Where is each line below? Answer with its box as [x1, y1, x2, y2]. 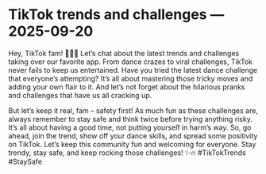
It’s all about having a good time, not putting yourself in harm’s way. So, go [8, 123, 252, 132]
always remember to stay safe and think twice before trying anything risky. [8, 114, 253, 123]
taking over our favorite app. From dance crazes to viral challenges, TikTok [8, 57, 253, 66]
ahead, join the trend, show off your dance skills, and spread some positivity [8, 130, 258, 140]
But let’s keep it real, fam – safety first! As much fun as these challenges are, [8, 105, 258, 115]
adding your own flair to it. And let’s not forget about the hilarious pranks [8, 81, 245, 92]
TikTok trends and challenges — [8, 6, 225, 24]
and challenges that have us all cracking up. [8, 90, 152, 100]
